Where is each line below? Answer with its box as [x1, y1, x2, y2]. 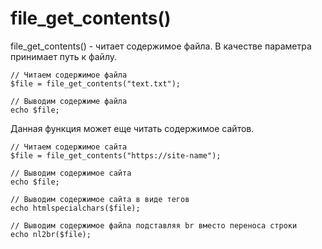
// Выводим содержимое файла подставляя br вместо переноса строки [10, 220, 298, 231]
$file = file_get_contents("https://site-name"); [10, 150, 222, 161]
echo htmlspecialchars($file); [10, 203, 141, 213]
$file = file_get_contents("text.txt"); [10, 78, 182, 89]
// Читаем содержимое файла [10, 70, 128, 80]
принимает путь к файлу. [10, 50, 118, 62]
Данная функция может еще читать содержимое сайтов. [10, 122, 255, 134]
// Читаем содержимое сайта [10, 142, 128, 152]
